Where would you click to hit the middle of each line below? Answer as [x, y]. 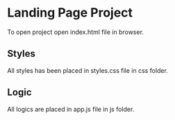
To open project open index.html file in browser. [76, 32]
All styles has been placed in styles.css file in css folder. [88, 70]
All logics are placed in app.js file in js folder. [71, 109]
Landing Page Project [70, 13]
